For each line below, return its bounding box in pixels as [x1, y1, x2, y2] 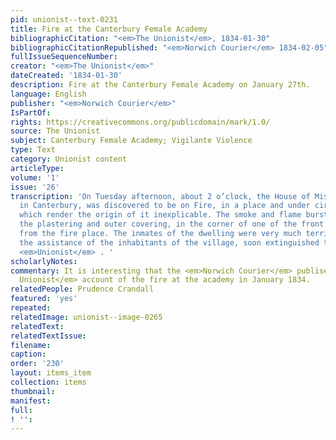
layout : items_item [10, 368, 92, 378]
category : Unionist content [10, 154, 128, 164]
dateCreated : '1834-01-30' [10, 71, 123, 81]
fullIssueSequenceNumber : [10, 52, 118, 62]
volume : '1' [10, 172, 60, 183]
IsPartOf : [10, 107, 52, 118]
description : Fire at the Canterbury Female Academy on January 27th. [10, 80, 311, 90]
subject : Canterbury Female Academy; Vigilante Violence [10, 136, 253, 146]
